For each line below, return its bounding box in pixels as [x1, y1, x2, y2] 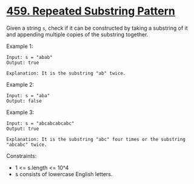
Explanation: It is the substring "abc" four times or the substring [6, 136, 186, 142]
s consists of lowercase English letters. [15, 170, 113, 177]
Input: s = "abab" [6, 54, 53, 60]
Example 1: [6, 43, 33, 50]
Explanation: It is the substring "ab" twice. [6, 70, 126, 77]
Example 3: [6, 108, 35, 116]
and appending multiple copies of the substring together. [6, 30, 149, 38]
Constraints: [6, 152, 37, 159]
